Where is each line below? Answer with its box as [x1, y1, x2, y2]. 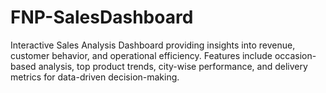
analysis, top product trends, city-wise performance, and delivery [38, 60, 308, 72]
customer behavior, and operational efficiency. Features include [10, 49, 273, 61]
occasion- [274, 49, 317, 61]
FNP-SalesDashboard [10, 6, 194, 29]
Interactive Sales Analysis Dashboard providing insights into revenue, [10, 39, 296, 51]
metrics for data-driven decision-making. [10, 71, 180, 83]
